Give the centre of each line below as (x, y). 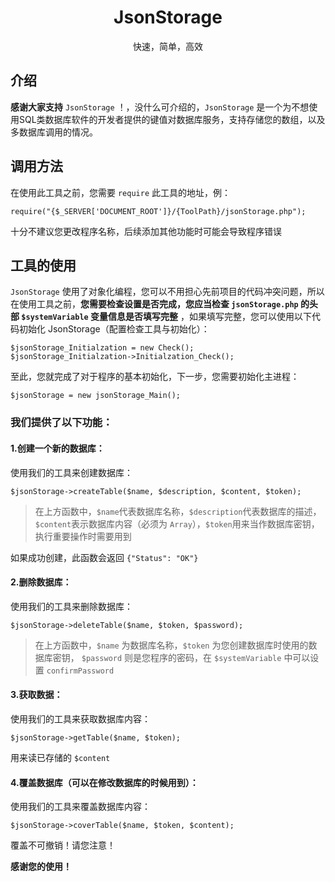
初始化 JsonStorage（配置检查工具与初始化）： (114, 329)
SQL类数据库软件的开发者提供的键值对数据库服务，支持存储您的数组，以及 (172, 119)
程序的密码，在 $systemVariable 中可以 (230, 657)
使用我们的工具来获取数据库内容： (80, 718)
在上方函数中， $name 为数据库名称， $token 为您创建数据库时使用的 (171, 645)
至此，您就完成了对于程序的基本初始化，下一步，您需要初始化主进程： (155, 377)
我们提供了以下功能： (61, 423)
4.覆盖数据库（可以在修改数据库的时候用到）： (104, 782)
